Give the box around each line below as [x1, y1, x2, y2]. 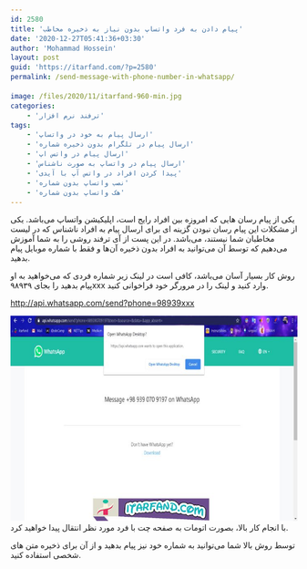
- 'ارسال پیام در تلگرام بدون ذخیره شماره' [26, 140, 195, 150]
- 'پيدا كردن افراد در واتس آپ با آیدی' [26, 169, 182, 178]
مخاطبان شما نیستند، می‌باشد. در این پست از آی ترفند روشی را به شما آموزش [10, 233, 275, 244]
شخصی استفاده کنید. [10, 550, 81, 561]
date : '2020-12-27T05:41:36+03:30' [10, 34, 146, 43]
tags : [10, 120, 31, 129]
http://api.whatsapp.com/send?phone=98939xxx [10, 297, 195, 309]
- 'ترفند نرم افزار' [26, 110, 105, 120]
